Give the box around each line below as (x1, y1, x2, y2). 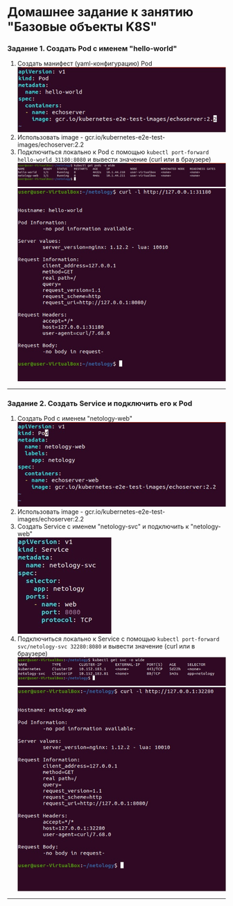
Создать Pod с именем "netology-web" (17, 414, 133, 423)
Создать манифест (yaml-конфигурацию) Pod (17, 60, 153, 68)
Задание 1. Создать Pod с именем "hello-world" (7, 44, 178, 53)
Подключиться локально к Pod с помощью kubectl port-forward (17, 147, 209, 156)
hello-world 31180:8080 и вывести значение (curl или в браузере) (17, 155, 212, 163)
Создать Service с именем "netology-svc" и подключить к (17, 522, 189, 531)
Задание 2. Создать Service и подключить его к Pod (7, 399, 193, 408)
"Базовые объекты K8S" (7, 19, 157, 35)
